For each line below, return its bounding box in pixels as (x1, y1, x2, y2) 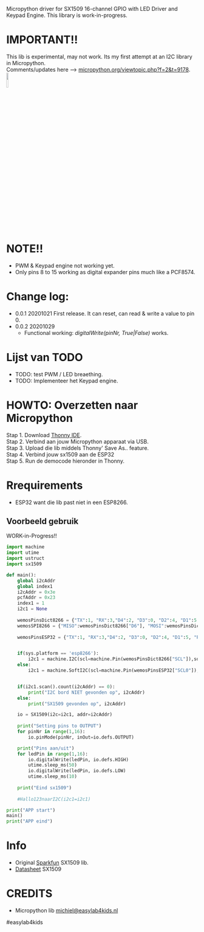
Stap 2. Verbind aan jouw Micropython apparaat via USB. (6, 438, 149, 445)
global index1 (17, 583, 53, 589)
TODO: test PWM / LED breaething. (15, 370, 103, 378)
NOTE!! (6, 242, 44, 256)
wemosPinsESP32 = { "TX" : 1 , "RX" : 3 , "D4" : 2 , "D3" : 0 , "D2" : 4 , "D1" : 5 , (17, 634, 192, 640)
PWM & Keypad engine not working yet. (15, 261, 115, 269)
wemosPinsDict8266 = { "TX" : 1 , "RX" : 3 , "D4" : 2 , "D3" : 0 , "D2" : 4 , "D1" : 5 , (17, 617, 200, 623)
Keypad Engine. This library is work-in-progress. (6, 12, 127, 19)
